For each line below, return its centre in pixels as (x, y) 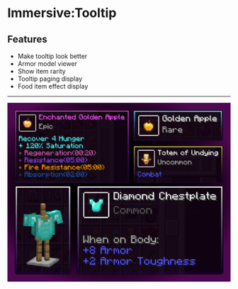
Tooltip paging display (50, 79)
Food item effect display (53, 86)
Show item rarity (41, 71)
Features (27, 39)
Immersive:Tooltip (62, 13)
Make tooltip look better (52, 56)
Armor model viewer (47, 64)
